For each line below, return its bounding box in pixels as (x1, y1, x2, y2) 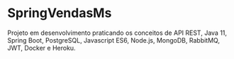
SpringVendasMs (7, 5, 112, 21)
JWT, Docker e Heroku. (7, 43, 76, 52)
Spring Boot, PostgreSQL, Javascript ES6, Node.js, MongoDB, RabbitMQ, (7, 36, 220, 44)
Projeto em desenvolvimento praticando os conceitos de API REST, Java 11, (7, 28, 228, 37)
